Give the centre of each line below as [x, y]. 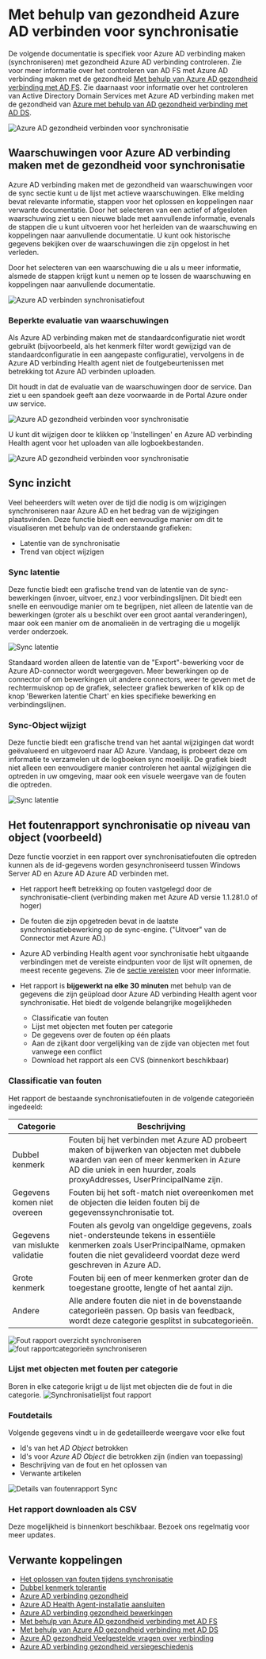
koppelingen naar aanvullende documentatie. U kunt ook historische [120, 235]
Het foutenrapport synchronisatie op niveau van [129, 825]
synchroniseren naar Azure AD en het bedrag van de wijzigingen [114, 511]
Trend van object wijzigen [62, 551]
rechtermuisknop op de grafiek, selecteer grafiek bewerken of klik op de [126, 688]
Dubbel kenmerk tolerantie [63, 1587]
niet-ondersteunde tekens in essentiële [142, 1235]
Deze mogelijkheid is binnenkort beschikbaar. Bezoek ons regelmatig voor [129, 1526]
